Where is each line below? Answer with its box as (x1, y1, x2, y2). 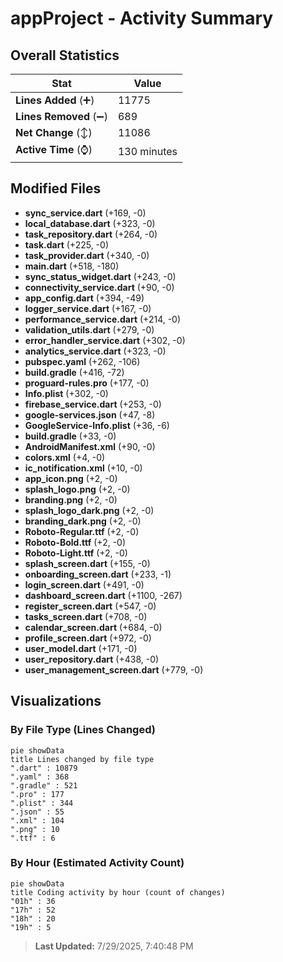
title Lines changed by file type (10, 754, 155, 764)
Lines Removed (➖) (15, 110, 108, 123)
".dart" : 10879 (10, 763, 78, 773)
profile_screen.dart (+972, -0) (24, 632, 152, 644)
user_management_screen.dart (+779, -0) (24, 663, 204, 676)
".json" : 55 (10, 807, 65, 817)
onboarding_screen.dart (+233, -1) (24, 568, 172, 580)
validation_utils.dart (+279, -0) (24, 323, 155, 336)
